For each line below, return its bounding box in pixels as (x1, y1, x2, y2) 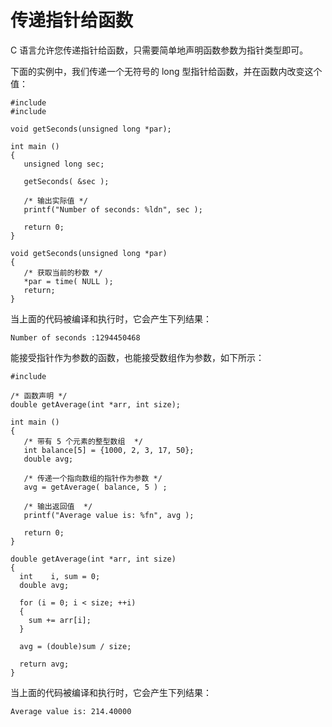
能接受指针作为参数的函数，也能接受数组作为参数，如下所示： (10, 351, 265, 363)
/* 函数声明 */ (10, 391, 68, 401)
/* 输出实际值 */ (23, 196, 88, 206)
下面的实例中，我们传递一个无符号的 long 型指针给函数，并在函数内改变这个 (10, 65, 323, 77)
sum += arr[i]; (28, 615, 92, 625)
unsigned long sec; (23, 159, 105, 169)
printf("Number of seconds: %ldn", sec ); (23, 204, 203, 215)
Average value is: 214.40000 (10, 706, 132, 716)
